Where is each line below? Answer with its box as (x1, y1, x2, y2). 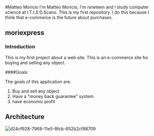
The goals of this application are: (5, 78, 71, 85)
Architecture (5, 113, 45, 121)
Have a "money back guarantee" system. (12, 93, 95, 99)
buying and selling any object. (5, 60, 66, 66)
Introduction (5, 44, 35, 50)
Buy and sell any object (12, 88, 60, 94)
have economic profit (12, 98, 55, 104)
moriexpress (5, 29, 44, 37)
